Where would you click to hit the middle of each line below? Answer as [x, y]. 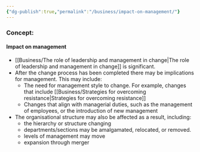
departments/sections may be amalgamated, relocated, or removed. [107, 129]
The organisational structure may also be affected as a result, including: [103, 117]
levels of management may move [64, 136]
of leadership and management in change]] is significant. [85, 66]
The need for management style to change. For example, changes [105, 85]
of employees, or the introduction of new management [91, 110]
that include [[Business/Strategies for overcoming [85, 91]
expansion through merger [56, 142]
